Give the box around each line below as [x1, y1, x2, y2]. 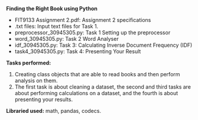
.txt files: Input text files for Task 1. [14, 23, 99, 30]
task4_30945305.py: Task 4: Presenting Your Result [14, 48, 141, 55]
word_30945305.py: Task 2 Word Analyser [14, 35, 119, 42]
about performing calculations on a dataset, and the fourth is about [14, 90, 178, 96]
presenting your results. [14, 96, 73, 103]
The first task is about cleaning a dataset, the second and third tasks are [14, 83, 191, 90]
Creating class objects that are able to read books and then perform [14, 71, 180, 77]
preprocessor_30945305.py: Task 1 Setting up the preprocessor [14, 29, 171, 36]
